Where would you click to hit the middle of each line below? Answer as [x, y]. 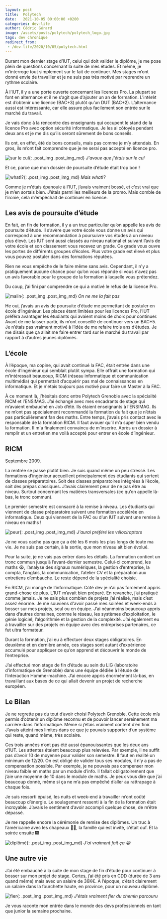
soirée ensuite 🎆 [22, 833]
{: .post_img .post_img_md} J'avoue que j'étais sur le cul [87, 158]
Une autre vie [26, 858]
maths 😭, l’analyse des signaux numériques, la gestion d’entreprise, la [78, 567]
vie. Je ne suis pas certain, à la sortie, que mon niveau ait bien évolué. [77, 547]
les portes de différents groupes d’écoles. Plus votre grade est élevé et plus [83, 252]
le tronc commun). [34, 497]
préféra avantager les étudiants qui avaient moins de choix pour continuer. [81, 316]
